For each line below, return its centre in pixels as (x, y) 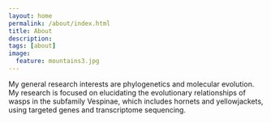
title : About (30, 31)
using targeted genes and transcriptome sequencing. (97, 109)
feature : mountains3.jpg (58, 61)
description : (30, 38)
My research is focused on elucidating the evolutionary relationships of (127, 92)
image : (19, 53)
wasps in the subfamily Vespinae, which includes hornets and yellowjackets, (136, 101)
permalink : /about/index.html (60, 23)
